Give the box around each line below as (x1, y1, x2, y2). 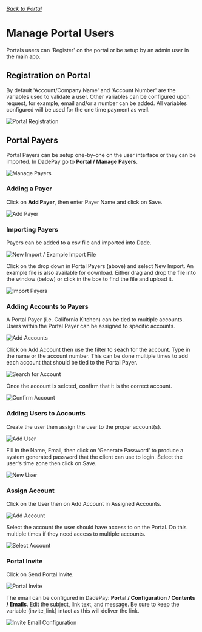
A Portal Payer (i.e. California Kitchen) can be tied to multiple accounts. (6, 316, 184, 323)
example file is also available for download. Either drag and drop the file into (6, 269, 196, 277)
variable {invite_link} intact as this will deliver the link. (6, 607, 140, 614)
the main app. (6, 53, 41, 60)
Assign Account (6, 486, 55, 495)
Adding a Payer (6, 184, 53, 193)
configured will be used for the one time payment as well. (6, 106, 150, 113)
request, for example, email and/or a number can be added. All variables (6, 99, 187, 107)
